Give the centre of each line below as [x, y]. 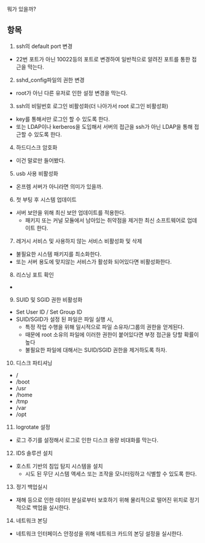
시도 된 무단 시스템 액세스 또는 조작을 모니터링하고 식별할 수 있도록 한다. [111, 474]
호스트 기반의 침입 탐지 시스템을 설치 [59, 466]
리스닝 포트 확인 [35, 274]
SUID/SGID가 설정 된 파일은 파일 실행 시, [65, 319]
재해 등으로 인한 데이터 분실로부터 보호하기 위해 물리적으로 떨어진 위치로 [102, 499]
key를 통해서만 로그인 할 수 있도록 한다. [63, 119]
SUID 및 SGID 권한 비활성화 [49, 299]
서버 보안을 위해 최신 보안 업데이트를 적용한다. [71, 212]
